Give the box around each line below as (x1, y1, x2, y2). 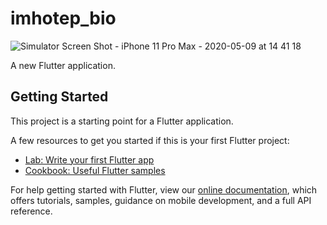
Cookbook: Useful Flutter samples (24, 164, 166, 176)
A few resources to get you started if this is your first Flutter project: (10, 134, 290, 146)
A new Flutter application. (10, 59, 116, 71)
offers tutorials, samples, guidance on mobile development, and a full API (10, 194, 312, 206)
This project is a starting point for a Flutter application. (10, 115, 234, 127)
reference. (10, 205, 53, 217)
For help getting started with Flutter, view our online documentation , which (10, 183, 318, 196)
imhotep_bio (10, 7, 117, 30)
